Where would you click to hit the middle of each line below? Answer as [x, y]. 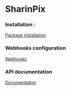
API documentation [29, 72]
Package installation [25, 35]
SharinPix [25, 9]
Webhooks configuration [36, 48]
